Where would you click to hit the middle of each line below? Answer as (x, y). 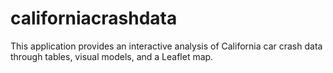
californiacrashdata (94, 18)
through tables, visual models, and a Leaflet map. (112, 56)
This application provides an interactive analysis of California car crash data (166, 46)
